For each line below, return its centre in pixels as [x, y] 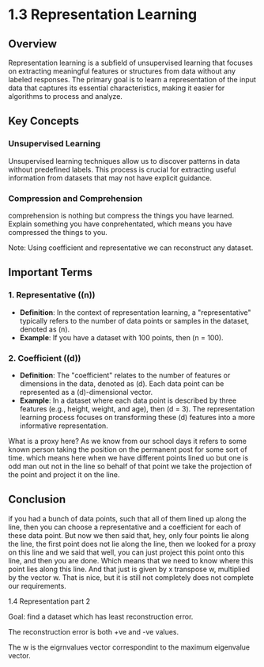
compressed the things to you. [58, 232]
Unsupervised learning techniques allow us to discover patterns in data [124, 161]
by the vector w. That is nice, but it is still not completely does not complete [131, 577]
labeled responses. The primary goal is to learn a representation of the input [132, 80]
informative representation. [64, 426]
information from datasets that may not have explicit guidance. [110, 178]
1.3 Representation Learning [103, 15]
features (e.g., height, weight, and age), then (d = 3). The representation [137, 408]
